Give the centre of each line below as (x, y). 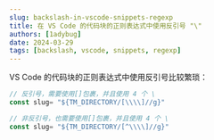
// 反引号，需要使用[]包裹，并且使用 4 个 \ (82, 95)
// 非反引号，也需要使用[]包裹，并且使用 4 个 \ (89, 118)
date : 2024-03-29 (41, 42)
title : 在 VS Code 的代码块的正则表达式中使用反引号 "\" (106, 26)
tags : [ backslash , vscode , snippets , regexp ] (95, 51)
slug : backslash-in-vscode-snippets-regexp (91, 17)
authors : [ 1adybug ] (45, 34)
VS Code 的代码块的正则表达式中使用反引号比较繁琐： (108, 78)
